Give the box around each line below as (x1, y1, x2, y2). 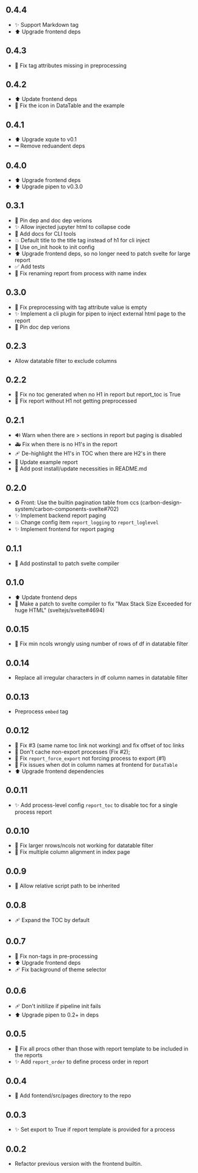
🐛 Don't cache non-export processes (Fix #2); (14, 748, 130, 755)
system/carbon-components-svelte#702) (14, 505, 119, 512)
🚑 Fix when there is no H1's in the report (14, 441, 118, 448)
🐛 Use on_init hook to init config (14, 243, 95, 250)
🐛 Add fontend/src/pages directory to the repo (14, 1092, 132, 1099)
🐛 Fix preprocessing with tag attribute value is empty (14, 303, 147, 311)
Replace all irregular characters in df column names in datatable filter (14, 674, 188, 682)
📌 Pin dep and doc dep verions (14, 216, 93, 224)
